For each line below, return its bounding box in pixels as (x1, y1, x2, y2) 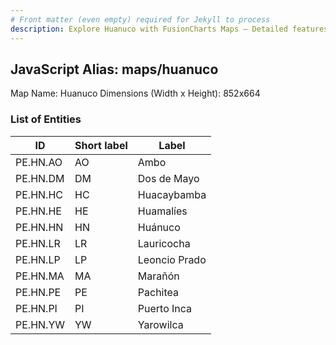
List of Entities (10, 112, 82, 126)
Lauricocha (137, 236, 191, 250)
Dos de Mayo (137, 171, 200, 185)
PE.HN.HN (15, 220, 64, 234)
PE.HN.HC (15, 187, 63, 201)
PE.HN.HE (15, 204, 62, 218)
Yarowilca (137, 317, 184, 331)
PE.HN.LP (15, 252, 61, 266)
